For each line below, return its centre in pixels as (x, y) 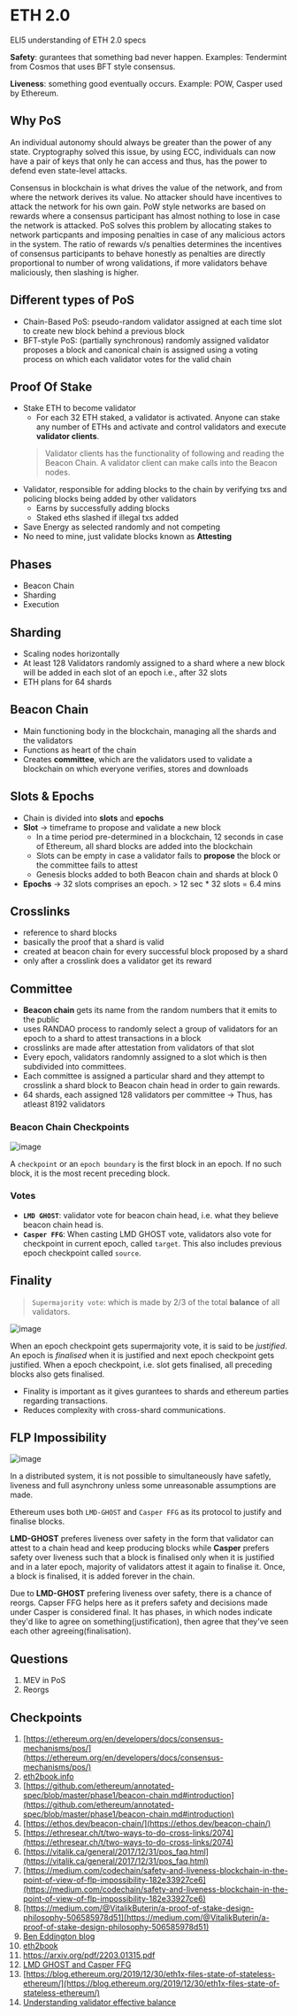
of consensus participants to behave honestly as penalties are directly (138, 253)
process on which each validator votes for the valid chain (127, 359)
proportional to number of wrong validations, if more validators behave (139, 263)
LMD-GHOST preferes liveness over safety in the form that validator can (142, 1539)
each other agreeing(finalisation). (71, 1631)
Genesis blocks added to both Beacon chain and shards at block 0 (157, 874)
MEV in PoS (44, 1680)
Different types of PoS (73, 301)
